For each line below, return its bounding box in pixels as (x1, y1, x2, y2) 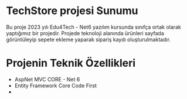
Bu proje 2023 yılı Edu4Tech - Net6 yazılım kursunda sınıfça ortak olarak (6, 23, 182, 30)
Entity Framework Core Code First (14, 82, 97, 89)
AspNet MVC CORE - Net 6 (14, 76, 80, 83)
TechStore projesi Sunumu (6, 4, 138, 18)
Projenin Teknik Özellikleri (6, 57, 136, 70)
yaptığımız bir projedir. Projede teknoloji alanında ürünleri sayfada (6, 29, 164, 36)
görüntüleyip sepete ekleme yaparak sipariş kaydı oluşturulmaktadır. (6, 36, 171, 43)
